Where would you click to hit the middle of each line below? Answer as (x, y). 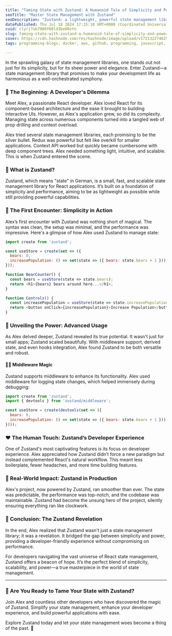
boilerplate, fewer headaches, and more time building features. (72, 465)
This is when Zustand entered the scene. (48, 157)
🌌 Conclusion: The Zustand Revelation (54, 519)
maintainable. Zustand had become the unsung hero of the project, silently (84, 500)
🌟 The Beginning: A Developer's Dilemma (58, 92)
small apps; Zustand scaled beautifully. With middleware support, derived (83, 342)
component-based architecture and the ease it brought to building (75, 108)
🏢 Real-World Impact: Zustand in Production (61, 478)
